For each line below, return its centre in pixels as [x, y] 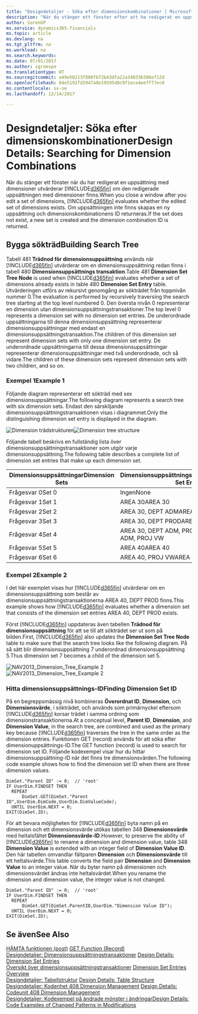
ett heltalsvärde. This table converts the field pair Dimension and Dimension [98, 861]
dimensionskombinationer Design [89, 141]
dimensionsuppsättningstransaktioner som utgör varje [72, 448]
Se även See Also [38, 934]
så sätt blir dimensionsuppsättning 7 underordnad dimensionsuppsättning [95, 649]
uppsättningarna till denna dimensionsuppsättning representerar [84, 322]
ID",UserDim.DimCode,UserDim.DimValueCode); [62, 802]
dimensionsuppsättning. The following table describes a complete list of [93, 454]
